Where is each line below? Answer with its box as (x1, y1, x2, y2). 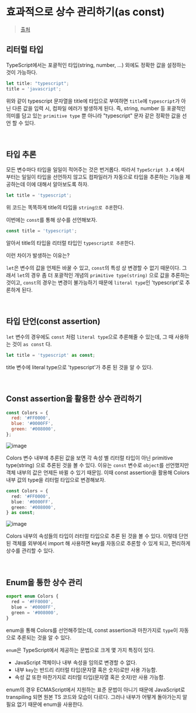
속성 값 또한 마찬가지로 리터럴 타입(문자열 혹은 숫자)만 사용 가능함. (14, 673, 166, 681)
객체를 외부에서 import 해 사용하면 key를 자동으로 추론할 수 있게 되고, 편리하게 (12, 540, 191, 547)
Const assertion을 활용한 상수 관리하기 (6, 394, 142, 404)
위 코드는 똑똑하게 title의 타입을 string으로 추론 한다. (6, 204, 125, 211)
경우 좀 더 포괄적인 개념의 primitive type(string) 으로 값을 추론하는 (31, 272, 190, 279)
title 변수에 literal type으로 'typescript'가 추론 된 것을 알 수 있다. (6, 363, 153, 370)
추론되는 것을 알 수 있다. (16, 634, 72, 641)
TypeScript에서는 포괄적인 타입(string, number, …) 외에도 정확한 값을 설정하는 (6, 61, 186, 68)
